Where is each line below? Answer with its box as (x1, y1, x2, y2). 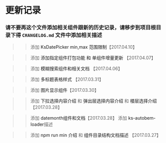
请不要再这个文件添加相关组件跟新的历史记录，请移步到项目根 (5, 24, 156, 31)
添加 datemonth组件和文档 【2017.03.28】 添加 (30, 115, 127, 121)
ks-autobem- (128, 115, 156, 121)
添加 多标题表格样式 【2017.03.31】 (30, 77, 104, 83)
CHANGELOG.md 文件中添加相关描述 (22, 31, 103, 39)
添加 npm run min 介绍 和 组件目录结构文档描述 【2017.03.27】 (30, 132, 161, 138)
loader (30, 121, 44, 127)
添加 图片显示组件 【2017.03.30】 (30, 87, 99, 93)
